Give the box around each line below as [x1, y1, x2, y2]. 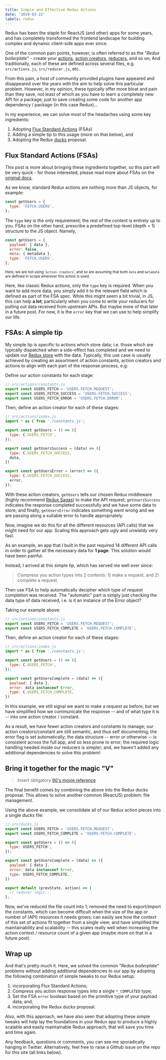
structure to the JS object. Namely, [5, 228, 76, 234]
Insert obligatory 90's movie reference [17, 777, 96, 783]
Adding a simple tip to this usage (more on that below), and [12, 132, 133, 138]
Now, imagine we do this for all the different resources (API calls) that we [5, 522, 154, 528]
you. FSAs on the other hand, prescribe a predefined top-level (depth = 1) [5, 222, 155, 228]
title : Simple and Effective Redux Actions [5, 7, 97, 12]
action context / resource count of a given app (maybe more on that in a [5, 930, 152, 936]
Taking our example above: [5, 607, 60, 613]
